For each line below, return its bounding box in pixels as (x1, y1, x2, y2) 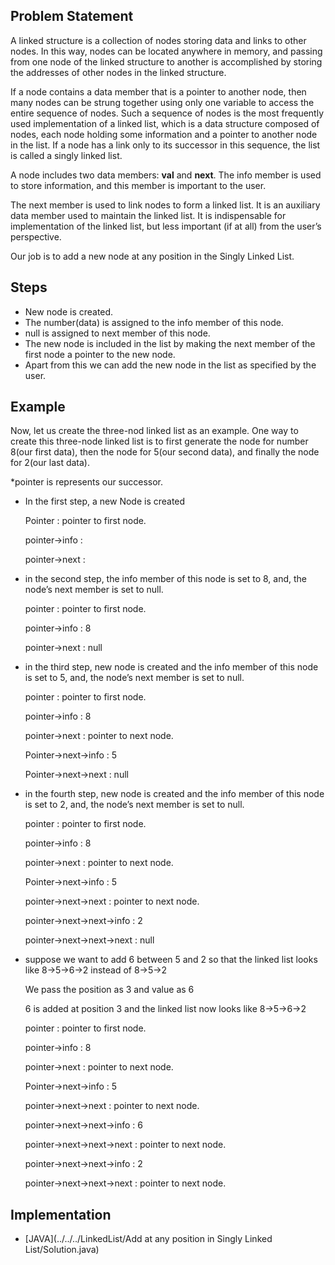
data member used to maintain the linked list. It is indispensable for (10, 209, 287, 221)
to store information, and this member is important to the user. (10, 179, 267, 191)
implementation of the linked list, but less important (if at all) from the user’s (10, 220, 322, 232)
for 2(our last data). (10, 457, 90, 469)
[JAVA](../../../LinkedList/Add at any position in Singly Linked (24, 1233, 273, 1245)
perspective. (10, 230, 62, 243)
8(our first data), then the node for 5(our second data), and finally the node (10, 446, 320, 458)
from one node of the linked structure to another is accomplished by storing (10, 55, 323, 68)
